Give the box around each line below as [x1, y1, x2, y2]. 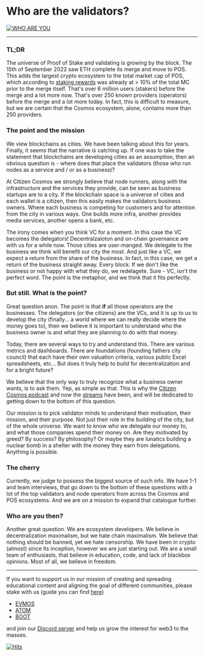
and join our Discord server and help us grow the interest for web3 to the [6, 625, 189, 632]
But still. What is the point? [6, 289, 87, 297]
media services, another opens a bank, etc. [6, 216, 115, 224]
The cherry [6, 463, 40, 471]
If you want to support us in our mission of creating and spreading [6, 576, 172, 583]
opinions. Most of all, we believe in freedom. [6, 558, 117, 565]
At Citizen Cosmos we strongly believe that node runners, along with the [6, 178, 187, 185]
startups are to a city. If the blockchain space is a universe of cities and [6, 191, 185, 198]
